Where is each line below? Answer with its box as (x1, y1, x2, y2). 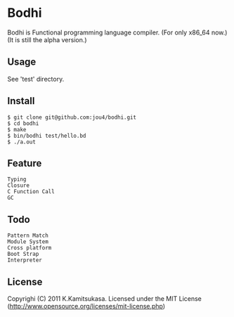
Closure (7, 182, 30, 189)
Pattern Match (7, 232, 49, 240)
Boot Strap (7, 251, 39, 258)
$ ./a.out (7, 138, 37, 145)
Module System (7, 238, 49, 245)
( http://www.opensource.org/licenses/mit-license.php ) (7, 302, 166, 310)
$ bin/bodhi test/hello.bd (7, 132, 86, 139)
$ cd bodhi (7, 119, 39, 127)
